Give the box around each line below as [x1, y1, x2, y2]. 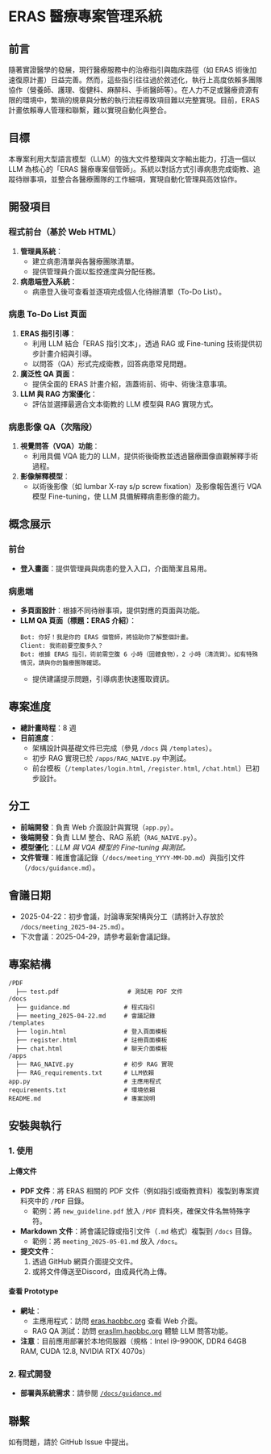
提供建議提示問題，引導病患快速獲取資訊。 [31, 675, 174, 684]
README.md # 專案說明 [8, 1095, 156, 1103]
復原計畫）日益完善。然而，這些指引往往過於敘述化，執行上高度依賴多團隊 [15, 75, 263, 85]
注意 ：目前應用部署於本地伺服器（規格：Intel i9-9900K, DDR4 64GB [19, 1336, 248, 1346]
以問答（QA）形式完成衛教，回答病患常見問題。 [31, 358, 191, 368]
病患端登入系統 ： [19, 276, 77, 286]
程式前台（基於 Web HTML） [8, 227, 121, 238]
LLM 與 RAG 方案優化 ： [19, 389, 98, 399]
